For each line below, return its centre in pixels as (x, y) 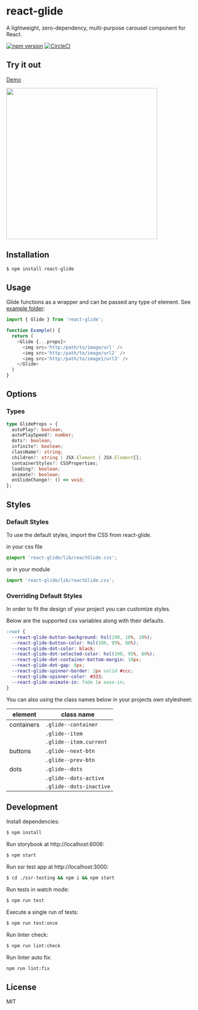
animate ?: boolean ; (36, 474)
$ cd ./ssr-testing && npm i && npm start (60, 878)
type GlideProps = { (32, 424)
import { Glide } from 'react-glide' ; (55, 320)
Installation (28, 255)
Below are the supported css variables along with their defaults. (85, 620)
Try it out (24, 65)
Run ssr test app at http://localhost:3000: (57, 867)
